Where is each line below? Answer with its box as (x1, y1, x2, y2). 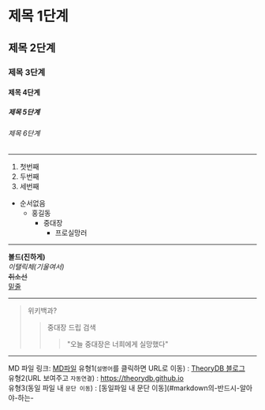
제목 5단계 (8, 107, 40, 117)
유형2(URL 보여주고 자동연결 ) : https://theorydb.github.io (8, 373, 184, 382)
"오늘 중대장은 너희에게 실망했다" (66, 339, 169, 348)
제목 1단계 (8, 7, 69, 25)
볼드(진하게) (8, 252, 46, 261)
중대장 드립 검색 (47, 322, 96, 332)
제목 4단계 (8, 88, 41, 97)
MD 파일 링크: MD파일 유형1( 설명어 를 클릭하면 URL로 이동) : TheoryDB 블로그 (8, 363, 246, 373)
